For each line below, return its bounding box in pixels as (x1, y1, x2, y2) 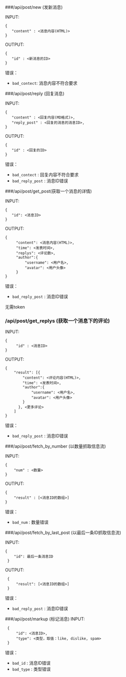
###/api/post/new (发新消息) (5, 4, 63, 10)
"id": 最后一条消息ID (14, 554, 54, 559)
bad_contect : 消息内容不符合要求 (12, 80, 78, 86)
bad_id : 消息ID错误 (12, 660, 51, 666)
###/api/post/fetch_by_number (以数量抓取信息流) (5, 443, 106, 449)
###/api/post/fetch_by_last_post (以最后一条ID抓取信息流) (5, 530, 121, 535)
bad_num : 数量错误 (12, 519, 49, 525)
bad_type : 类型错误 (12, 666, 51, 672)
